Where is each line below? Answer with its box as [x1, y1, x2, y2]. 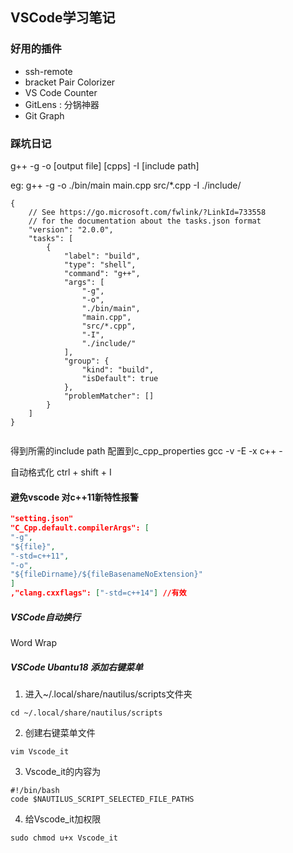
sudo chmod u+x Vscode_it [10, 833, 118, 843]
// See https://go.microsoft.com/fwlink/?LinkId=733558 [28, 207, 267, 217]
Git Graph [24, 109, 65, 122]
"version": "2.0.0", [28, 224, 114, 235]
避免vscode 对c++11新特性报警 [10, 491, 139, 503]
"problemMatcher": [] [63, 391, 155, 401]
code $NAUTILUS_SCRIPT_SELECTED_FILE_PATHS [10, 794, 195, 804]
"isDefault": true [81, 373, 159, 383]
